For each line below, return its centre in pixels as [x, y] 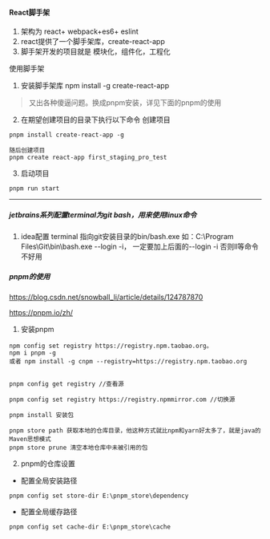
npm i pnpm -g [33, 353]
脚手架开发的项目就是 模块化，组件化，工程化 [95, 51]
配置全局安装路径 [49, 480]
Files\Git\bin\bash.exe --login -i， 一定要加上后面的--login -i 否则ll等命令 [139, 247]
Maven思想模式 [30, 440]
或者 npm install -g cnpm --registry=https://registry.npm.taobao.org [128, 362]
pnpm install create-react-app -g [67, 135]
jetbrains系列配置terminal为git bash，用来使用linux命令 [103, 215]
